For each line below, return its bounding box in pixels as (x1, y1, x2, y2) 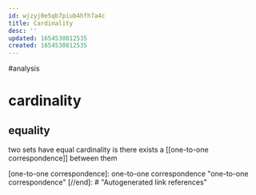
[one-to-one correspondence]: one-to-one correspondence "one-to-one (8, 169, 249, 179)
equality (8, 124, 50, 137)
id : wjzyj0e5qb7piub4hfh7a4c (8, 11, 106, 20)
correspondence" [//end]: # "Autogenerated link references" (8, 177, 208, 187)
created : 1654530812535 (8, 42, 88, 50)
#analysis (8, 63, 40, 73)
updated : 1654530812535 (8, 34, 88, 43)
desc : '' (8, 26, 38, 35)
